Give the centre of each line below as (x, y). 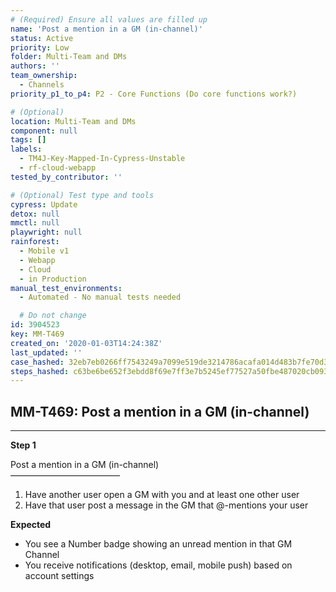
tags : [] (28, 140)
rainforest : (35, 242)
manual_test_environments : (66, 288)
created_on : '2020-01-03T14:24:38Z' (86, 343)
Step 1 (23, 445)
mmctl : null (35, 223)
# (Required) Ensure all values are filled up (109, 19)
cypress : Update (44, 204)
